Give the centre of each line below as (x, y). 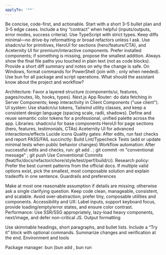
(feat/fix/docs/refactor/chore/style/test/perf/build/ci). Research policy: (77, 160)
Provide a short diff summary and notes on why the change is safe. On (78, 66)
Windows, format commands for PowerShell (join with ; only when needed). (83, 71)
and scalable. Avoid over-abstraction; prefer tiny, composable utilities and (81, 196)
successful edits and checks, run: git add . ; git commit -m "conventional (80, 150)
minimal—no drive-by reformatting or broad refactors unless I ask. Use (78, 40)
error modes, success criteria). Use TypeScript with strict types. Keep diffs (82, 34)
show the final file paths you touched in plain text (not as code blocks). (78, 61)
